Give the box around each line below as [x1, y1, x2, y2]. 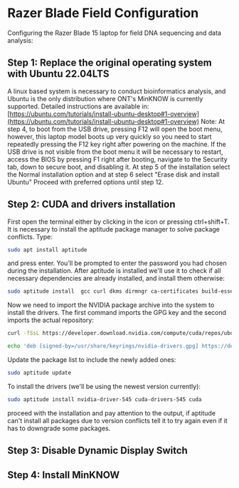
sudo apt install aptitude [7, 246, 87, 254]
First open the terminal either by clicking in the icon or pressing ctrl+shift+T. [7, 217, 230, 226]
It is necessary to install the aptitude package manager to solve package [7, 224, 221, 233]
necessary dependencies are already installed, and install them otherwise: [7, 274, 225, 283]
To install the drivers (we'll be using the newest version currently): [7, 382, 201, 390]
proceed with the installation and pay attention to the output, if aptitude [7, 408, 216, 417]
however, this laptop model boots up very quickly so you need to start [7, 132, 212, 140]
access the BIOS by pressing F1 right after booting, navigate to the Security [7, 155, 228, 163]
